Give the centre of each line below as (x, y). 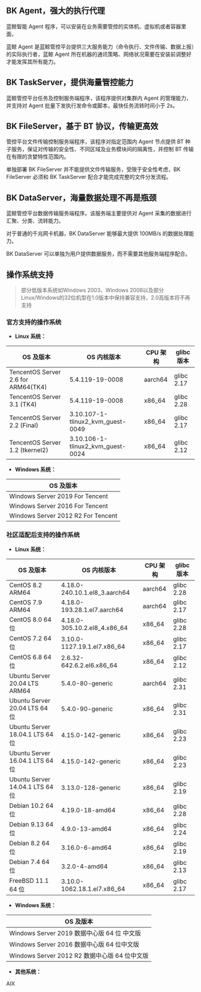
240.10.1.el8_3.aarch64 (95, 592)
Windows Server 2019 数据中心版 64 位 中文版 (75, 933)
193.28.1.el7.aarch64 (92, 610)
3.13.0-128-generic (91, 787)
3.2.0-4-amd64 (84, 866)
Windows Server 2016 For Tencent (59, 506)
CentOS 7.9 (26, 602)
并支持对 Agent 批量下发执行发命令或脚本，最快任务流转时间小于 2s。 (92, 105)
